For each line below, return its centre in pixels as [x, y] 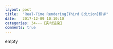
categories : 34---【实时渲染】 [35, 23]
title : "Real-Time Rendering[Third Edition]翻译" [57, 14]
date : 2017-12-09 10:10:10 [35, 18]
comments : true [20, 28]
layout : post [18, 9]
